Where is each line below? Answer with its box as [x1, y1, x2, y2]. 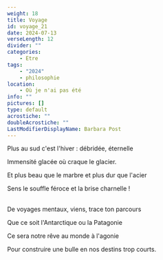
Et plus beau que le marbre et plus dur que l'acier [7, 171, 147, 179]
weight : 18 [7, 10, 39, 17]
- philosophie [19, 74, 60, 81]
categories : [7, 49, 41, 56]
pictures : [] [7, 100, 45, 107]
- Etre [19, 55, 39, 62]
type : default [7, 106, 48, 113]
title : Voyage [7, 17, 48, 23]
